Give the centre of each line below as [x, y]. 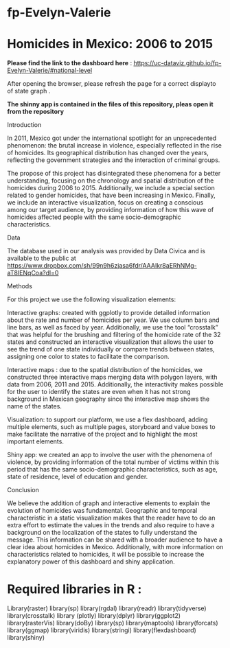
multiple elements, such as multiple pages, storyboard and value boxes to [111, 427]
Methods [20, 286]
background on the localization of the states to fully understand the [102, 533]
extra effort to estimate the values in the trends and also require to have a [111, 525]
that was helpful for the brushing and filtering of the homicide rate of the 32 [114, 335]
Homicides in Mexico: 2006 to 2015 [110, 44]
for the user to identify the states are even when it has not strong [99, 392]
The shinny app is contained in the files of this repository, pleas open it [111, 104]
